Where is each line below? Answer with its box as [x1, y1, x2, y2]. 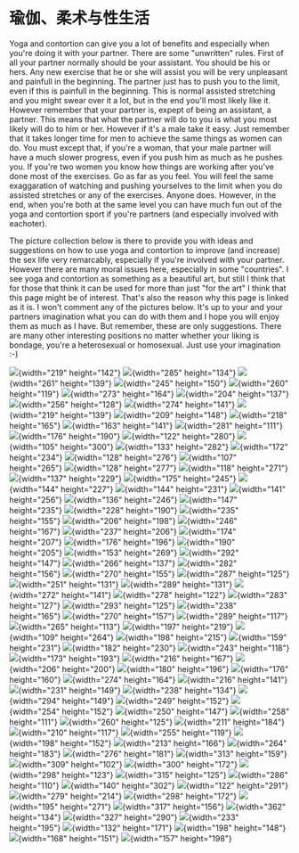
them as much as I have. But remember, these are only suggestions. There [9, 320, 282, 331]
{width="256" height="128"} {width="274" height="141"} [18, 398, 236, 410]
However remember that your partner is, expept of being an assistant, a [9, 104, 271, 115]
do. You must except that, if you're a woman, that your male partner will [9, 142, 271, 152]
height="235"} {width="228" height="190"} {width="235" [9, 504, 239, 515]
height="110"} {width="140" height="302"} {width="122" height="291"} [9, 780, 289, 791]
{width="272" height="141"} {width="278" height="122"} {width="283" [9, 589, 287, 600]
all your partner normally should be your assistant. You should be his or [9, 57, 271, 68]
